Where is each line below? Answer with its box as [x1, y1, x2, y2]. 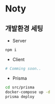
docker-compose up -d [5, 89, 50, 94]
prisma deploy [5, 94, 35, 99]
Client [12, 56, 25, 62]
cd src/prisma [5, 84, 35, 90]
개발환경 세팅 [5, 24, 43, 32]
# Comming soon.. [5, 66, 41, 71]
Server [12, 38, 26, 43]
